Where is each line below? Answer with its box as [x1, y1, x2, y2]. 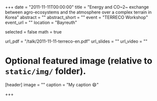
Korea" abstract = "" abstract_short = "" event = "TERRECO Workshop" [5, 15, 148, 20]
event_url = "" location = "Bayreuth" [5, 19, 77, 25]
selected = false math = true [5, 29, 62, 34]
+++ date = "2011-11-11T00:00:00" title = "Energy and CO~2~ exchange [5, 4, 149, 10]
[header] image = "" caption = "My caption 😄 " [5, 82, 99, 87]
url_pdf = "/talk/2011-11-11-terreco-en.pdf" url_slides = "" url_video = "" [5, 38, 148, 44]
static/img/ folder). [5, 66, 86, 77]
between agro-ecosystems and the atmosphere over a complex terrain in [5, 9, 152, 15]
